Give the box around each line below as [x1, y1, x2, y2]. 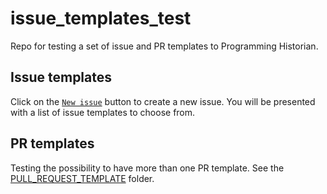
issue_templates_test [10, 7, 192, 30]
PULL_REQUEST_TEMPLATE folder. [10, 172, 155, 184]
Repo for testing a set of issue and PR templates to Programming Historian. [10, 40, 319, 52]
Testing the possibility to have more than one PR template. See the [10, 162, 285, 174]
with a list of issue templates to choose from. [10, 106, 196, 118]
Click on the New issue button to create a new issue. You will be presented [10, 95, 316, 107]
